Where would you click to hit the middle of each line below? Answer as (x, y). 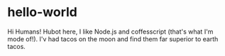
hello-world (43, 12)
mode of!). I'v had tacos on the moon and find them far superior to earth (113, 38)
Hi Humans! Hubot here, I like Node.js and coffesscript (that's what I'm (110, 31)
